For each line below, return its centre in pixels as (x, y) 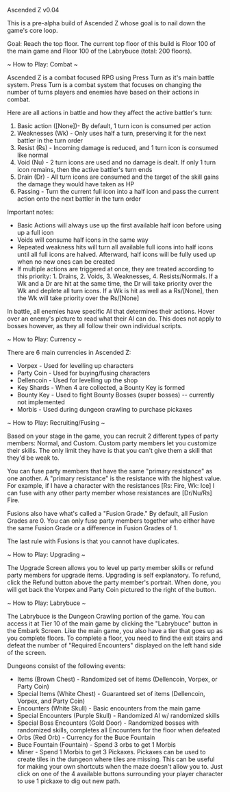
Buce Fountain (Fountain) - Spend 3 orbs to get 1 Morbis (96, 745)
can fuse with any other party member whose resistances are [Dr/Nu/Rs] (110, 493)
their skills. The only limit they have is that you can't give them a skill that (110, 450)
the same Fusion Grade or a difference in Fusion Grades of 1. (92, 528)
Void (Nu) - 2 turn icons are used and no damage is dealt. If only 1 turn (116, 162)
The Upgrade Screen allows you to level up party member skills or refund (111, 568)
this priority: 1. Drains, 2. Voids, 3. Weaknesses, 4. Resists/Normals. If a (117, 276)
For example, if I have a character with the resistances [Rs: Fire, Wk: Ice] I (111, 485)
